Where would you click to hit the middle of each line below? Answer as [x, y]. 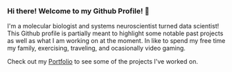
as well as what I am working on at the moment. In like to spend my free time [116, 41]
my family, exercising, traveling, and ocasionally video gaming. [96, 48]
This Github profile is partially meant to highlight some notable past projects [115, 33]
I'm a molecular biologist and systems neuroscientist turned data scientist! [113, 26]
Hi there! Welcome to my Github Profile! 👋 [79, 11]
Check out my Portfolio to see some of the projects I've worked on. [103, 62]
